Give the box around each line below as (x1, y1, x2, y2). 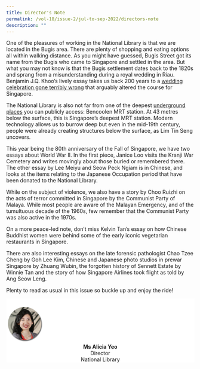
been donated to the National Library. (6, 177, 99, 184)
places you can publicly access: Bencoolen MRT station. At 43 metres (6, 108, 179, 115)
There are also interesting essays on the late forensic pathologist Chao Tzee (6, 250, 194, 257)
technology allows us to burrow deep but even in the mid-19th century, (6, 121, 180, 128)
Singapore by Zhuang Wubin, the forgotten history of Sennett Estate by (6, 263, 181, 270)
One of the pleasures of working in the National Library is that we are (6, 39, 176, 47)
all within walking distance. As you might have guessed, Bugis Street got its (6, 52, 192, 59)
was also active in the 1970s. (6, 214, 76, 221)
